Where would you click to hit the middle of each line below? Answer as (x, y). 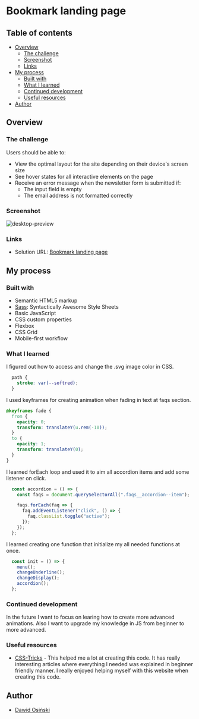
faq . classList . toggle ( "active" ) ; (69, 517)
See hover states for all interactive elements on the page (84, 176)
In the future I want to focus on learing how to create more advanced (90, 617)
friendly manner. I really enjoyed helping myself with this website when (102, 671)
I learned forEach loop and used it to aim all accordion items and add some (98, 472)
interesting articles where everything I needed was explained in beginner (104, 664)
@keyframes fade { (29, 411)
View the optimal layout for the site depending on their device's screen (101, 164)
